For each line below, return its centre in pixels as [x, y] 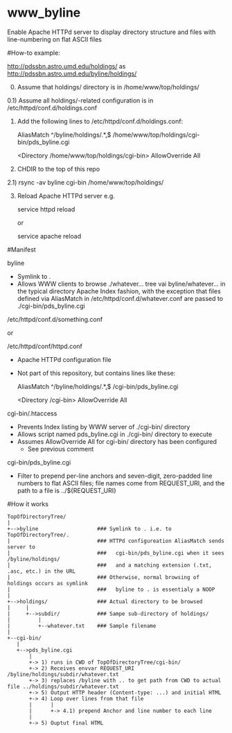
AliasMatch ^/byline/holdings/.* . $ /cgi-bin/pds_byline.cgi [98, 386]
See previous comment [61, 449]
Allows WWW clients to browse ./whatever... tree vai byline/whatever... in [121, 284]
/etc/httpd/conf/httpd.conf [45, 346]
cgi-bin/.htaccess [32, 413]
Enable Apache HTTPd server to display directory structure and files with [111, 32]
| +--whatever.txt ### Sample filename [82, 626]
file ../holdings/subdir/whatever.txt [63, 687]
